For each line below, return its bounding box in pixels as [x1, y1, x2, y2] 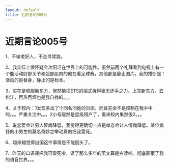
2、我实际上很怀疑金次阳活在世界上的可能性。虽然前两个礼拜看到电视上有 [5, 64, 160, 70]
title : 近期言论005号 [5, 12, 47, 17]
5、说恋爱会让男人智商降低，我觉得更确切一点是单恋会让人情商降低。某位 [5, 122, 160, 128]
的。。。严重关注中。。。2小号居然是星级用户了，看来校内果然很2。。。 [5, 112, 145, 118]
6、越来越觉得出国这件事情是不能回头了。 [5, 140, 93, 146]
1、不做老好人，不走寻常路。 [5, 53, 65, 60]
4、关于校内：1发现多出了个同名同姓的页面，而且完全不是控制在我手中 [5, 105, 153, 111]
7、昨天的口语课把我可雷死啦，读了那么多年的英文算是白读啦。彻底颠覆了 [5, 150, 159, 156]
